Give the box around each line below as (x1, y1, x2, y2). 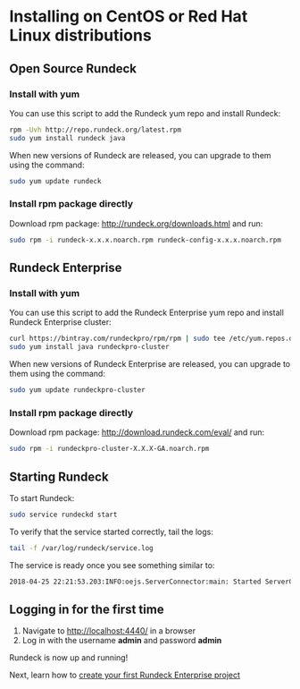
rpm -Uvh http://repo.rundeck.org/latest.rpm (9, 125, 181, 134)
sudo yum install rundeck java (9, 133, 126, 142)
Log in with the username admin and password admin (21, 635, 222, 646)
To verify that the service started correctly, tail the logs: (9, 526, 214, 537)
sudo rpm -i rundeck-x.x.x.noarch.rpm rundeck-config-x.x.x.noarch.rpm (9, 235, 281, 244)
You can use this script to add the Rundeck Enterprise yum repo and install (9, 307, 284, 319)
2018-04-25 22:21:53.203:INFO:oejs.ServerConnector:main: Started (9, 577, 262, 586)
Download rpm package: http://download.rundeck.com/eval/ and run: (9, 427, 265, 438)
